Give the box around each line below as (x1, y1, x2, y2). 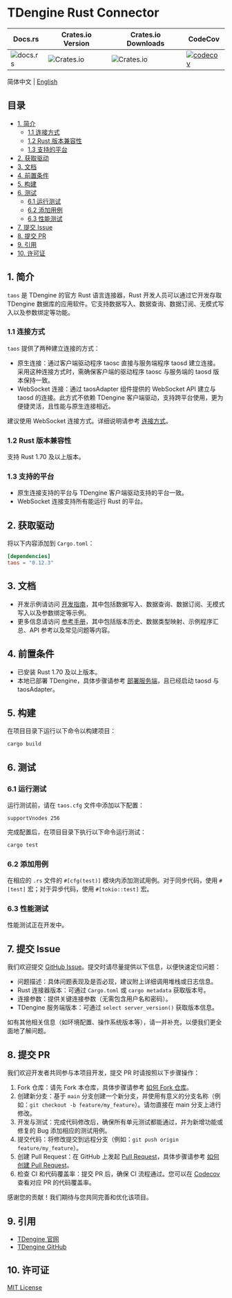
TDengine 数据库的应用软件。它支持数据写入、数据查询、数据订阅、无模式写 (7, 299, 224, 308)
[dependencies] (7, 553, 51, 560)
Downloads (126, 38, 165, 48)
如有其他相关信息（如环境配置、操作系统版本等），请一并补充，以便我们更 (7, 1018, 216, 1026)
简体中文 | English (7, 77, 58, 86)
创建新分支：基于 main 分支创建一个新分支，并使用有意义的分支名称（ (17, 1092, 215, 1100)
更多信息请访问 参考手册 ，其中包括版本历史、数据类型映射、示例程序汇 (17, 617, 219, 625)
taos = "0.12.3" (7, 559, 54, 566)
